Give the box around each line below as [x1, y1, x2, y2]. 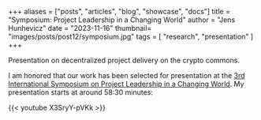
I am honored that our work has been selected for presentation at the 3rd [8, 71, 246, 80]
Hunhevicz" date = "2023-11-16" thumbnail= [8, 24, 152, 32]
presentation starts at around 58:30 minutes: [8, 88, 154, 97]
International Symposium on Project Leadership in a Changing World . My [8, 79, 244, 88]
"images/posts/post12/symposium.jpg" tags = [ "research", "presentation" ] [8, 32, 254, 41]
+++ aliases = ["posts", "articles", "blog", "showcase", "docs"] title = [8, 7, 231, 16]
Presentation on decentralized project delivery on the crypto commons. [8, 55, 240, 65]
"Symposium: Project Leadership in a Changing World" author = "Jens [8, 15, 236, 24]
